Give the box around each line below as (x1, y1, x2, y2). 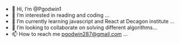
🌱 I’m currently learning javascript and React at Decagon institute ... (11, 18, 175, 24)
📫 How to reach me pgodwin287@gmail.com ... (11, 31, 128, 37)
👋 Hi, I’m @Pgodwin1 (11, 6, 62, 12)
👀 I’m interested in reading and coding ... (11, 12, 110, 19)
